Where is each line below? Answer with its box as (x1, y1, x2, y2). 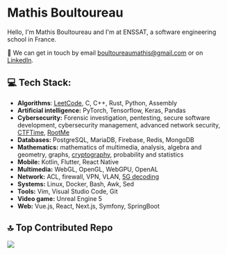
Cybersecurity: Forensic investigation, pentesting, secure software (17, 113, 210, 122)
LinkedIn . (7, 55, 33, 64)
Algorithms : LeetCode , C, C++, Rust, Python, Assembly (17, 98, 178, 107)
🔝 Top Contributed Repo (7, 222, 113, 234)
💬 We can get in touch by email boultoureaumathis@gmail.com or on (7, 49, 203, 57)
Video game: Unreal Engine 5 (17, 194, 103, 202)
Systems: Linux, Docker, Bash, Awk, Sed (17, 179, 134, 188)
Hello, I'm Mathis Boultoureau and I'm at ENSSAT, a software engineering (7, 28, 217, 36)
